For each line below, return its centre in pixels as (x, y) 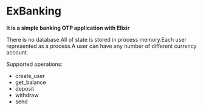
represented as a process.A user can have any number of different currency (101, 46)
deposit (25, 88)
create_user (30, 76)
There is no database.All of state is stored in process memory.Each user (96, 39)
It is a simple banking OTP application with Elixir (68, 28)
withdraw (27, 95)
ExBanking (34, 11)
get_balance (31, 82)
